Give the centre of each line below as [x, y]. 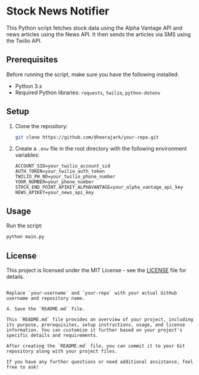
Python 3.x [28, 86]
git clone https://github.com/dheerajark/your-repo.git [87, 137]
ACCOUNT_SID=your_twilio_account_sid [63, 166]
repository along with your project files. [62, 351]
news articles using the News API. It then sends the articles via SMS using [99, 34]
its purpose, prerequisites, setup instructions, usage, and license [96, 325]
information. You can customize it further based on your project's [94, 330]
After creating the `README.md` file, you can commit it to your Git [96, 346]
